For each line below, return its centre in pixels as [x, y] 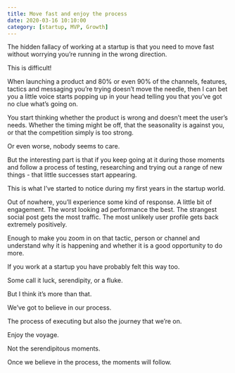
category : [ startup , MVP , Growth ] [58, 27]
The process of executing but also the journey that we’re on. [95, 322]
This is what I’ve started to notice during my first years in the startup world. [116, 189]
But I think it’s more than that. [50, 294]
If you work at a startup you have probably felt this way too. [94, 267]
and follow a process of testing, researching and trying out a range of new [115, 167]
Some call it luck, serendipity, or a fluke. [65, 280]
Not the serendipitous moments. [54, 348]
